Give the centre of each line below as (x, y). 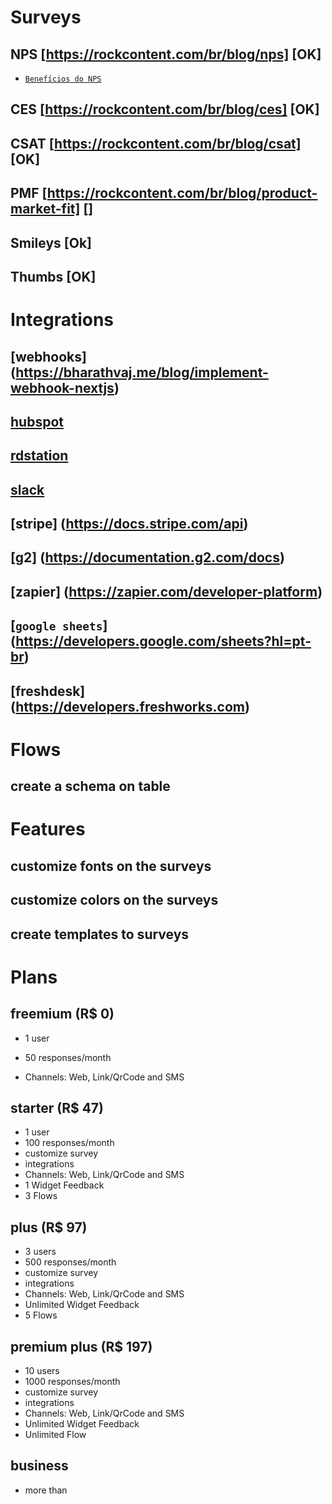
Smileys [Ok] (51, 242)
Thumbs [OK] (53, 276)
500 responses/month (70, 1262)
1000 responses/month (72, 1382)
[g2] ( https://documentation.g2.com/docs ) (147, 557)
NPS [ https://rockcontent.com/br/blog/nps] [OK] (166, 54)
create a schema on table (90, 786)
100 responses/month (69, 1143)
